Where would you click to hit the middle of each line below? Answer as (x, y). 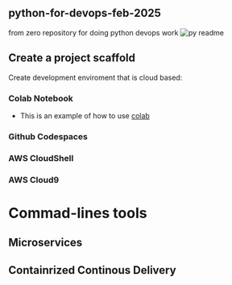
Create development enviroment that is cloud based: (95, 77)
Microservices (46, 243)
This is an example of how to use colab (85, 115)
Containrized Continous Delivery (92, 270)
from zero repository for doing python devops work (93, 32)
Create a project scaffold (72, 58)
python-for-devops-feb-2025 (85, 13)
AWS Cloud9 (34, 180)
